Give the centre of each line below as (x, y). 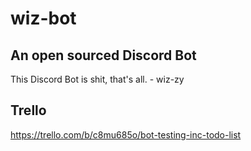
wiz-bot (43, 18)
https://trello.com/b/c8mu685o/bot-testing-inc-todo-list (126, 134)
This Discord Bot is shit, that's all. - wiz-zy (97, 79)
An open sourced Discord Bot (103, 55)
